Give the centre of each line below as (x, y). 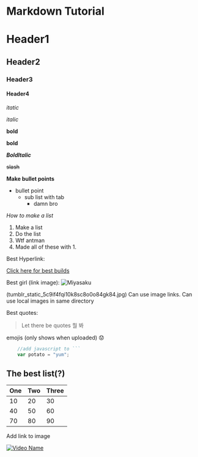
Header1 (28, 40)
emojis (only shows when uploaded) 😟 (56, 338)
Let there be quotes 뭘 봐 (53, 325)
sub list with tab (44, 197)
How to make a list (30, 215)
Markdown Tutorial (56, 11)
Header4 (18, 94)
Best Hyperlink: (26, 259)
